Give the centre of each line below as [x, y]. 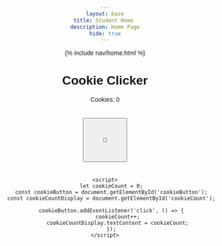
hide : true [105, 33]
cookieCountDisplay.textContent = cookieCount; [117, 223]
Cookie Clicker [105, 80]
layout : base [105, 14]
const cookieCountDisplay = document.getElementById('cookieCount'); [111, 199]
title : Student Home [104, 20]
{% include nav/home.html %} [105, 53]
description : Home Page [105, 27]
